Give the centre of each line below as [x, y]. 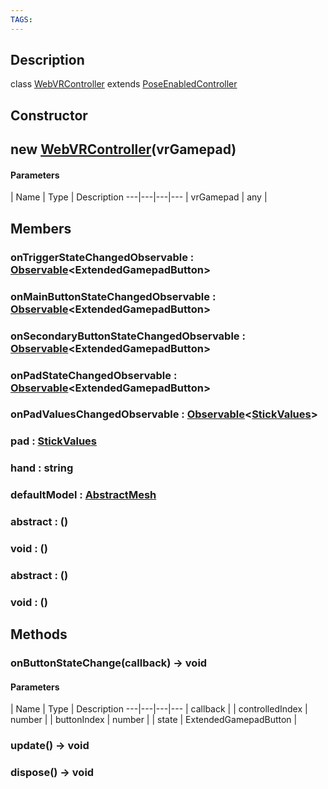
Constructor [49, 115]
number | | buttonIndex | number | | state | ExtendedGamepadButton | [154, 720]
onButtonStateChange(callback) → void [109, 663]
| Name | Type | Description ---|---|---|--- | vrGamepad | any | [139, 197]
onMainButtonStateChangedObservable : [113, 296]
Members [41, 228]
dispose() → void [52, 773]
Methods [39, 634]
